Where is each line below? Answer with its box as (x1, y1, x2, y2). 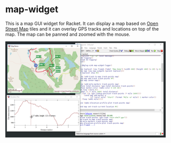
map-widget (5, 4, 59, 15)
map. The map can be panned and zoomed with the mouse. (5, 31, 131, 37)
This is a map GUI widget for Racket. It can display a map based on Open (5, 20, 159, 26)
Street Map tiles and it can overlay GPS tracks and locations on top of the (5, 25, 159, 32)
